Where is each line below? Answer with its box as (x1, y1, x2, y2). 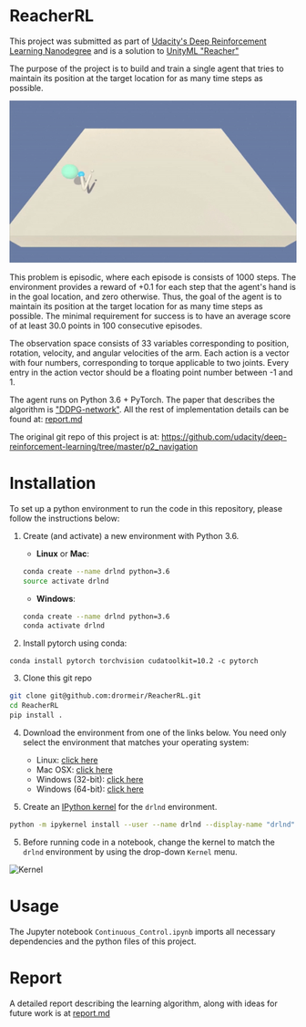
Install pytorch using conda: (22, 638, 127, 648)
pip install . (9, 711, 64, 721)
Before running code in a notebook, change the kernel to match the (22, 836, 275, 847)
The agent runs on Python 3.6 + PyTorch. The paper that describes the (9, 394, 275, 405)
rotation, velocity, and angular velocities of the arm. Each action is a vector (9, 348, 290, 358)
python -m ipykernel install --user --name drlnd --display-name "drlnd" (9, 820, 296, 829)
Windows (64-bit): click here (36, 783, 144, 794)
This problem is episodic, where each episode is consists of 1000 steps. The (9, 271, 297, 283)
